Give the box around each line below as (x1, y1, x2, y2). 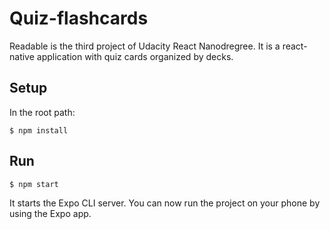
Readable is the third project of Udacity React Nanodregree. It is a (9, 40, 281, 52)
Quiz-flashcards (9, 7, 149, 30)
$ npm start (9, 179, 59, 189)
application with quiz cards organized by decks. (36, 50, 234, 62)
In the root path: (9, 106, 76, 118)
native (9, 50, 35, 62)
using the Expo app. (9, 207, 92, 219)
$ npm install (9, 125, 69, 136)
